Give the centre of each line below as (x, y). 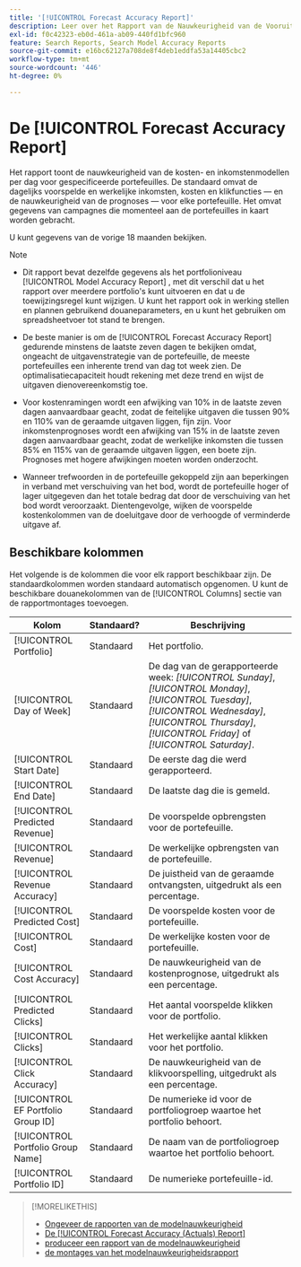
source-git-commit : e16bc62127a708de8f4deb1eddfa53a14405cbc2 (128, 51)
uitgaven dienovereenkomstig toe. (85, 384)
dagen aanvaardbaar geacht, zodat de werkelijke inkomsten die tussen (153, 440)
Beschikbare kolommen (77, 553)
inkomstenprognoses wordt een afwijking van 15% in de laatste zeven (151, 431)
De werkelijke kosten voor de (209, 936)
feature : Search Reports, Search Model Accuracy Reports (118, 43)
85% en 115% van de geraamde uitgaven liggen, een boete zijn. (139, 450)
